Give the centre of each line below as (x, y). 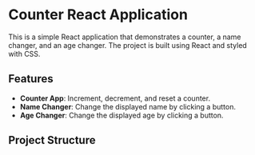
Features (31, 79)
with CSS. (24, 54)
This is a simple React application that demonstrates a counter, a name (125, 37)
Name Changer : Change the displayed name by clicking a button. (127, 106)
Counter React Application (98, 15)
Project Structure (52, 140)
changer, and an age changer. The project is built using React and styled (128, 45)
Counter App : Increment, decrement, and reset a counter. (115, 98)
